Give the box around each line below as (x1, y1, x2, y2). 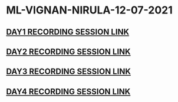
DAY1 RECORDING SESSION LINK (6, 27, 130, 37)
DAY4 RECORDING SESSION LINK (6, 86, 131, 97)
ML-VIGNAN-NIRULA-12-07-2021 (6, 4, 173, 17)
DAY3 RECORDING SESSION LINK (6, 67, 131, 77)
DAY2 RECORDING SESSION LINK (6, 46, 131, 56)
